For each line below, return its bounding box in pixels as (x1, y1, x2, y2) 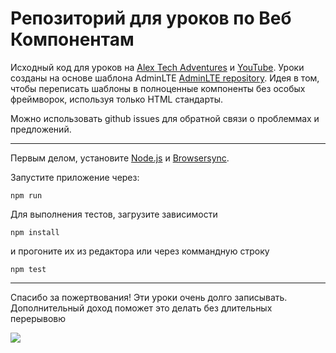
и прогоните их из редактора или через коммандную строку (10, 245, 270, 257)
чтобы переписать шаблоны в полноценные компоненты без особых (10, 82, 306, 94)
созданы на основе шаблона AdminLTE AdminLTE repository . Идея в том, (10, 72, 320, 84)
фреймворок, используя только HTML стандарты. (10, 93, 224, 105)
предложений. (10, 123, 72, 135)
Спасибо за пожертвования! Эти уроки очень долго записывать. (10, 291, 288, 303)
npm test (10, 264, 47, 274)
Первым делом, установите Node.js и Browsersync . (10, 152, 230, 164)
